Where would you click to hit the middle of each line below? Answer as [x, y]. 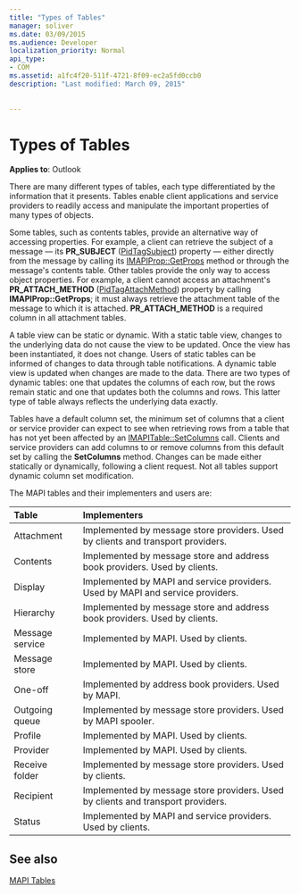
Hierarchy [34, 613]
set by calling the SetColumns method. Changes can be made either [135, 457]
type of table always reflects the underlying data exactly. [114, 402]
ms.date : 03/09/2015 [48, 34]
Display [29, 588]
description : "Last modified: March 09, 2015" [97, 84]
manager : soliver [42, 26]
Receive [30, 764]
